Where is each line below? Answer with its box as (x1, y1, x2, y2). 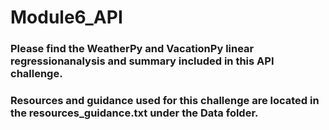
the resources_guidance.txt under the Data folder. (10, 106, 259, 120)
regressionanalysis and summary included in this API (10, 54, 275, 68)
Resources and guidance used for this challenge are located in (10, 94, 320, 108)
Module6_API (10, 6, 123, 29)
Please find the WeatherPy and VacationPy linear (10, 42, 255, 56)
